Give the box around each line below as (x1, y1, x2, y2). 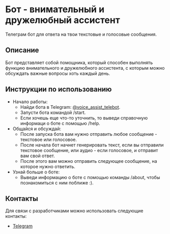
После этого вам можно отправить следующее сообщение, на (20, 158, 157, 164)
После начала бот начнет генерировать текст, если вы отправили (20, 141, 164, 148)
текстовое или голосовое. (20, 136, 77, 142)
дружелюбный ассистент (5, 14, 121, 26)
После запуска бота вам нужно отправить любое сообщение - (20, 131, 157, 137)
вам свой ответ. (20, 153, 55, 159)
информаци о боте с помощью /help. (20, 120, 100, 126)
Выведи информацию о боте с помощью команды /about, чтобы (20, 174, 160, 180)
